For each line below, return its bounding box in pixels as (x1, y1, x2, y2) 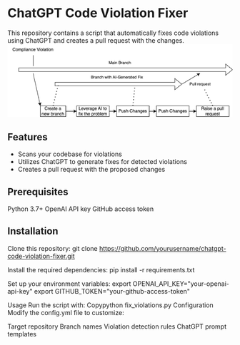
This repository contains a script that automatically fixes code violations (7, 29, 219, 37)
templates (7, 329, 37, 338)
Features (7, 130, 48, 143)
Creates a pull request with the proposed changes (17, 165, 166, 174)
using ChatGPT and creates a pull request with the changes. (7, 36, 184, 44)
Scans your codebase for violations (17, 150, 123, 158)
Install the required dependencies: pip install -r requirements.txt (7, 265, 195, 274)
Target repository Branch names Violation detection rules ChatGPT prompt (7, 322, 227, 331)
